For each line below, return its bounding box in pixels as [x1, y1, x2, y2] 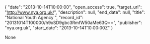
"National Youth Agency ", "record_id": [4, 15, 84, 20]
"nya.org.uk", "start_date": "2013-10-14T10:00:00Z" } [4, 25, 113, 31]
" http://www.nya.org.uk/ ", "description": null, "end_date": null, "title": [4, 9, 145, 15]
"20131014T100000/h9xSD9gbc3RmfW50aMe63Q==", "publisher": [4, 20, 142, 25]
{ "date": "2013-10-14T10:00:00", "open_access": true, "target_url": [4, 4, 142, 10]
